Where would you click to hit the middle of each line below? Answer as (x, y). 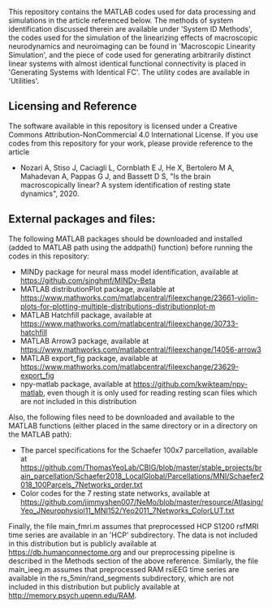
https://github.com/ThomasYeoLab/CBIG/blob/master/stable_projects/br (141, 467)
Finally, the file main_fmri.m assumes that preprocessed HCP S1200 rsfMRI (134, 526)
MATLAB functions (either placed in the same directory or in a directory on (133, 425)
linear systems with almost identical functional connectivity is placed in (127, 63)
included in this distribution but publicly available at (94, 586)
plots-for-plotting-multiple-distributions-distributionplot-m (118, 306)
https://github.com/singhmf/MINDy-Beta (88, 280)
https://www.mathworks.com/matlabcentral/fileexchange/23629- (130, 367)
